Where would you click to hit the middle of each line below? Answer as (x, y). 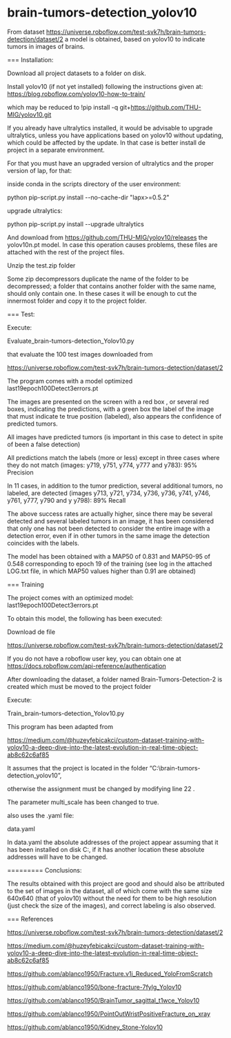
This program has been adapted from (60, 726)
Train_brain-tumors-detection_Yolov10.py (66, 713)
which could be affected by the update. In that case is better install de (106, 142)
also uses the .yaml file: (41, 815)
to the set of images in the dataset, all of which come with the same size (110, 890)
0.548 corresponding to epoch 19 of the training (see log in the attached (110, 563)
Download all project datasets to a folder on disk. (77, 73)
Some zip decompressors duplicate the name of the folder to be (98, 279)
